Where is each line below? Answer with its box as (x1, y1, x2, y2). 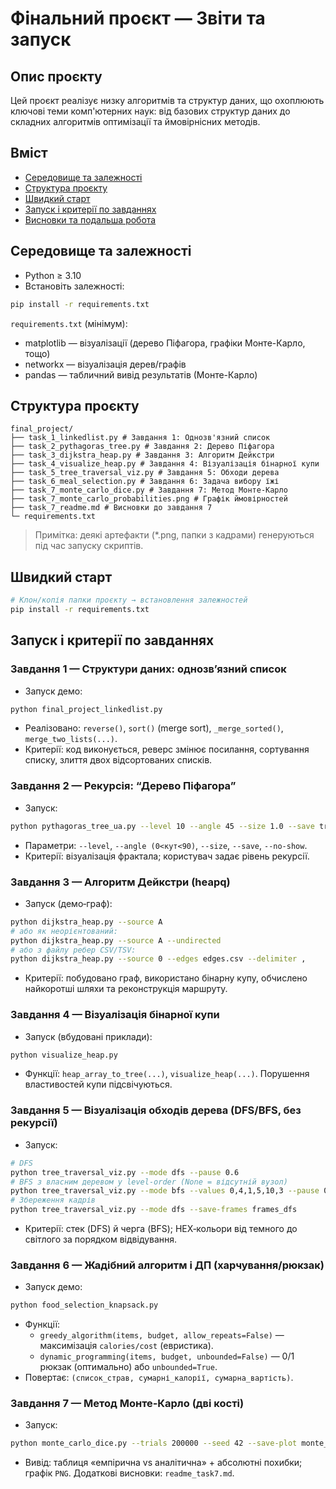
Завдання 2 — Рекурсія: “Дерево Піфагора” (10, 779, 237, 793)
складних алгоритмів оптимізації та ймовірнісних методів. (10, 116, 261, 127)
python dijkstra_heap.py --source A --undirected (10, 935, 222, 946)
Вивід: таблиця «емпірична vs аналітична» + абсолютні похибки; (24, 1457, 303, 1469)
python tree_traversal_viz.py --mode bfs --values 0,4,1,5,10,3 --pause (10, 1186, 320, 1196)
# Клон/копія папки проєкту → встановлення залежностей (10, 595, 248, 606)
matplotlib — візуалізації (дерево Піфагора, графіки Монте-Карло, (24, 337, 306, 349)
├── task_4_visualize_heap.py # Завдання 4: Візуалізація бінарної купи (10, 459, 320, 469)
